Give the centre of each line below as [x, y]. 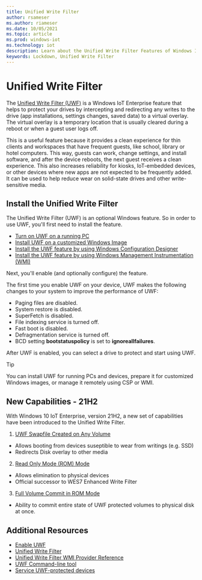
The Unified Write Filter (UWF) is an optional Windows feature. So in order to [101, 218]
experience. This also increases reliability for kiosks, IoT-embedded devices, [101, 165]
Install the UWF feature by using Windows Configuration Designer [96, 249]
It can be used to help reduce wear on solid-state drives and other [88, 179]
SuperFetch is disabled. [44, 316]
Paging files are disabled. [46, 303]
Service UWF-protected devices [55, 570]
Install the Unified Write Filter [62, 203]
